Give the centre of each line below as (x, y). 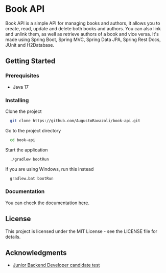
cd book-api (23, 140)
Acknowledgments (36, 253)
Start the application (27, 150)
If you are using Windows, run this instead (50, 169)
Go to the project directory (33, 130)
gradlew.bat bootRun (32, 178)
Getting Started (30, 61)
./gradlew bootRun (30, 159)
